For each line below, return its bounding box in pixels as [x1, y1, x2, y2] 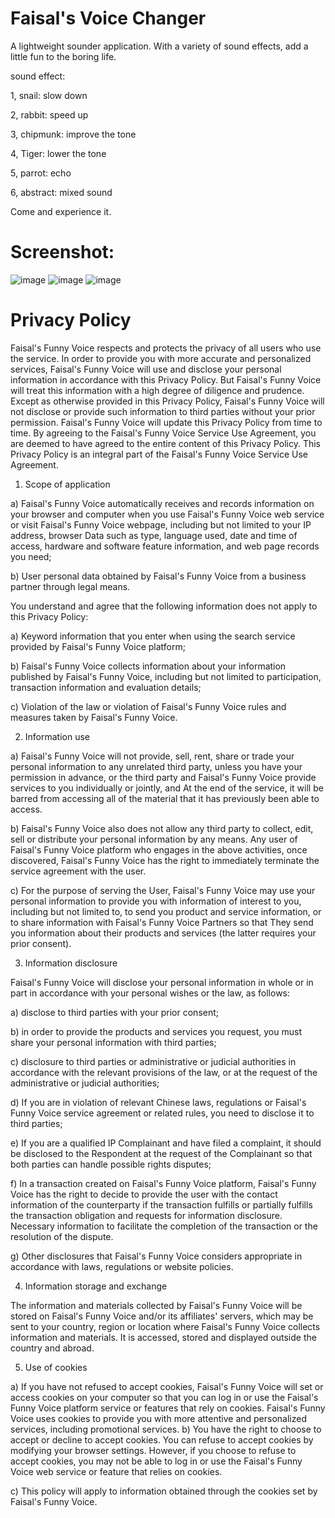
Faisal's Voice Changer [10, 7, 207, 30]
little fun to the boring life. [10, 50, 117, 62]
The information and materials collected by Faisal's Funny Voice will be [10, 1299, 303, 1311]
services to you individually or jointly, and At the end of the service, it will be [10, 782, 324, 794]
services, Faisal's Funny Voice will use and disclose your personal [10, 363, 282, 375]
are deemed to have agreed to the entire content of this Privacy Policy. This [10, 437, 321, 449]
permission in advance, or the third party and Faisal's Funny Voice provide [10, 771, 317, 783]
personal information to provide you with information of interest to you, [10, 895, 302, 907]
